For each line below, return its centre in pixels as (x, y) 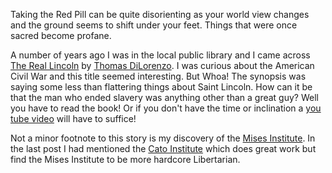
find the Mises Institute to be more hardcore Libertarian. (125, 159)
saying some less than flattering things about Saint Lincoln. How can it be (161, 87)
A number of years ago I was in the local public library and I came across (160, 55)
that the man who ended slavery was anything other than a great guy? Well (164, 97)
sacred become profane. (61, 35)
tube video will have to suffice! (73, 118)
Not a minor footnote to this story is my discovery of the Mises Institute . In (163, 138)
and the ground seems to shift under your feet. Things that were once (154, 25)
